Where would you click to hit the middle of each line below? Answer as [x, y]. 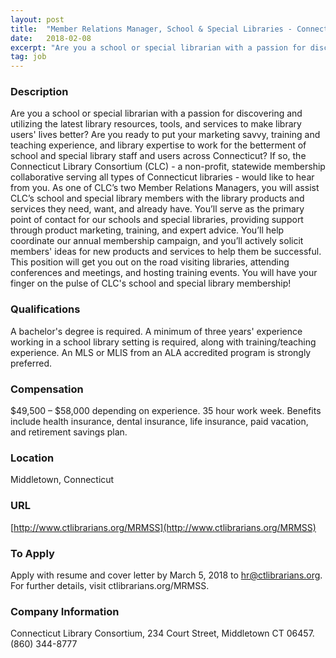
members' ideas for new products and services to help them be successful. [166, 252]
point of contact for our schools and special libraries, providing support [157, 220]
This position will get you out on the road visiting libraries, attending [150, 262]
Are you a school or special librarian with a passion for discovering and [156, 113]
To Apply [32, 553]
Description [39, 92]
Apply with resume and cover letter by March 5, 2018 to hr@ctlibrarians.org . [166, 575]
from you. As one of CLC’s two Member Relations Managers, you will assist [165, 188]
